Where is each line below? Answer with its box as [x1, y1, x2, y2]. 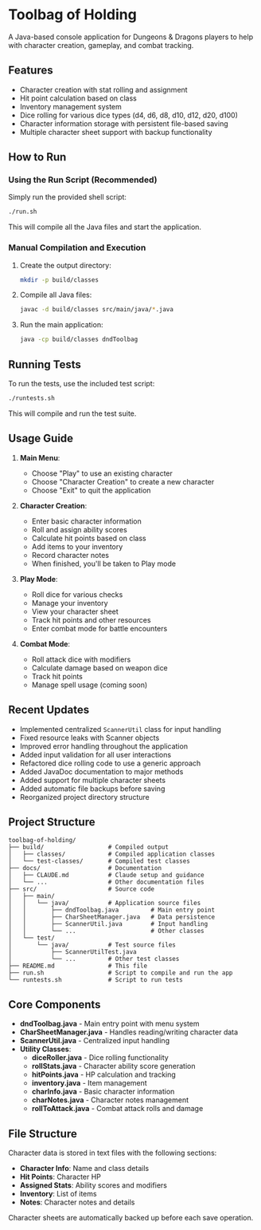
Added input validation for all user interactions [19, 749, 172, 759]
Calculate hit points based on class [31, 533, 146, 543]
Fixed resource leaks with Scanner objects [19, 733, 160, 742]
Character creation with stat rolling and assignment [19, 85, 189, 94]
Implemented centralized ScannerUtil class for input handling [19, 724, 221, 734]
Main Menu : [19, 453, 60, 462]
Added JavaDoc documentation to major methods [19, 766, 184, 776]
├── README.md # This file [8, 962, 148, 971]
